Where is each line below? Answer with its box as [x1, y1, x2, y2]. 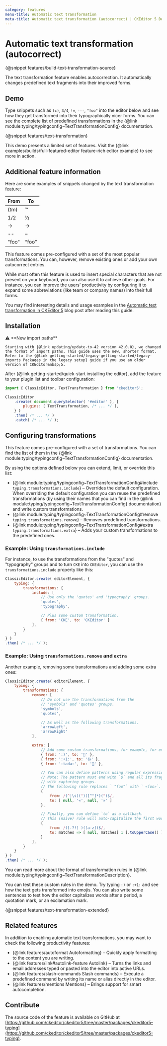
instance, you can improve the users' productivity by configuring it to [5, 282, 147, 288]
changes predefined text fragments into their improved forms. [5, 80, 132, 86]
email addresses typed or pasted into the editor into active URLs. [12, 965, 146, 971]
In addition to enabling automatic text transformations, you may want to [5, 935, 151, 941]
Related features [5, 921, 58, 930]
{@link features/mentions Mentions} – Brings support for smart [12, 981, 142, 987]
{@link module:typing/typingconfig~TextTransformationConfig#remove [12, 511, 158, 517]
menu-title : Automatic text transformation [5, 12, 97, 17]
